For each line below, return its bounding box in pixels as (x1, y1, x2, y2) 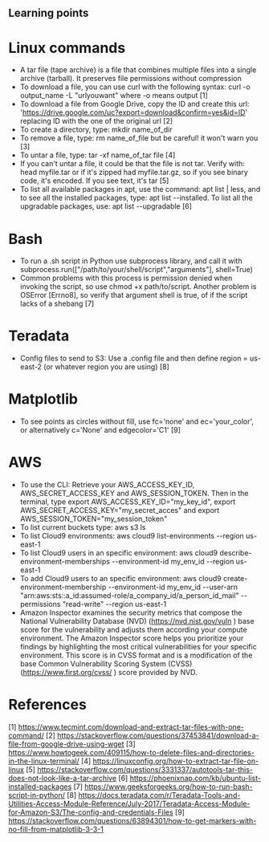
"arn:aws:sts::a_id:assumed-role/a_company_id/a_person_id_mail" (19, 591, 239, 600)
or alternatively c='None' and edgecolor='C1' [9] (19, 425, 181, 435)
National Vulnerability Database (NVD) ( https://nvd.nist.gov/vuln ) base (19, 616, 255, 626)
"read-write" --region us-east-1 (62, 600, 167, 609)
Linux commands (8, 39, 126, 57)
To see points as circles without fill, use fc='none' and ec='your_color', (19, 417, 255, 426)
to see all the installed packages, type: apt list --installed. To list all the (19, 193, 253, 203)
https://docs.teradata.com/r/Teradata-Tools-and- (78, 791, 241, 800)
